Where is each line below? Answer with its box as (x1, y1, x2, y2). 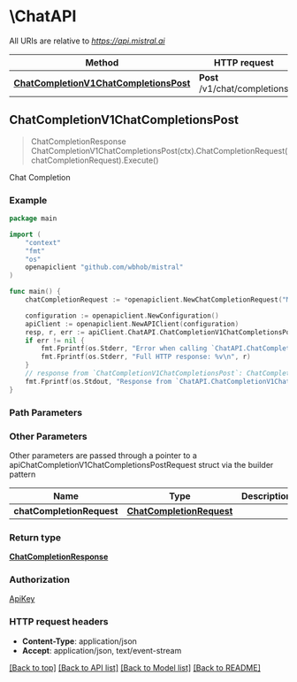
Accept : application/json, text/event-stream (21, 645, 182, 655)
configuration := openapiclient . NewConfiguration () (25, 311, 219, 320)
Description (241, 489, 292, 502)
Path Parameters (9, 406, 82, 418)
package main (9, 214, 57, 223)
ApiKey (9, 594, 35, 604)
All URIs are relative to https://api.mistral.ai (9, 35, 165, 46)
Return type (9, 531, 62, 543)
